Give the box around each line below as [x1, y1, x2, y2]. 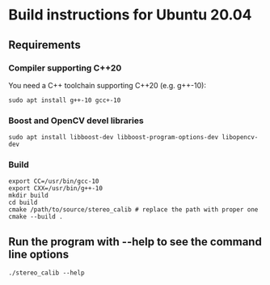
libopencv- [221, 134, 259, 142]
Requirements [8, 38, 81, 52]
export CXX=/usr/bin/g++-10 [8, 185, 103, 193]
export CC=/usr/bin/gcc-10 [8, 177, 99, 185]
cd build [8, 198, 38, 207]
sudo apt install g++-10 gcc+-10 [8, 96, 121, 104]
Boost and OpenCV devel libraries [8, 115, 144, 126]
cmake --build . [8, 213, 63, 221]
